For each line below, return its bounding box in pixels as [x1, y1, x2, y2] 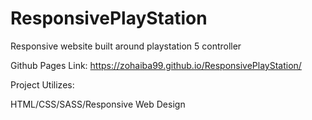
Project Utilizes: [10, 78, 75, 91]
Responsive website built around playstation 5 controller [10, 40, 242, 52]
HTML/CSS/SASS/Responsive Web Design [10, 98, 186, 110]
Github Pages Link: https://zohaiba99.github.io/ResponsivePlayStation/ [10, 59, 302, 71]
